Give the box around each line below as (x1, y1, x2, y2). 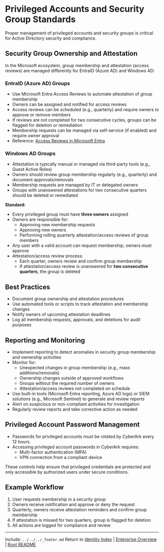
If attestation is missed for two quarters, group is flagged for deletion (12, 517, 151, 523)
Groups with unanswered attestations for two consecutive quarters (12, 187, 147, 193)
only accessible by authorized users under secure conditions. (5, 469, 129, 475)
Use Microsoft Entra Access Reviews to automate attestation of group (12, 91, 153, 97)
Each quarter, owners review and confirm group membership (19, 258, 143, 264)
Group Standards (5, 14, 76, 25)
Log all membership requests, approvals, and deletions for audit (12, 317, 141, 323)
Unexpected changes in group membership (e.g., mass (19, 364, 130, 370)
